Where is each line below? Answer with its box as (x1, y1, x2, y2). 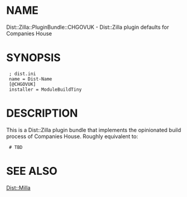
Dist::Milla (6, 184, 31, 191)
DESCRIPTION (6, 106, 78, 120)
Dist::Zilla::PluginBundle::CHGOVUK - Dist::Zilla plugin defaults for (6, 23, 170, 31)
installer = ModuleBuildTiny (8, 86, 82, 92)
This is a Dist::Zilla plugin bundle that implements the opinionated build (6, 126, 182, 133)
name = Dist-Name (8, 76, 52, 82)
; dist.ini (8, 70, 36, 77)
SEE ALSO (6, 165, 58, 178)
